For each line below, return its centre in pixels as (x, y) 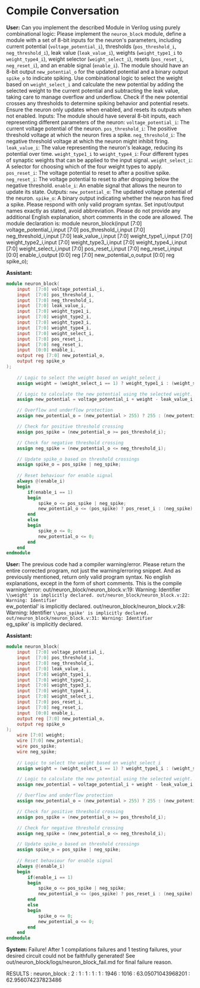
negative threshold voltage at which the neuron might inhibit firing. (88, 141)
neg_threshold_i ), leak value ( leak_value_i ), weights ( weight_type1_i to (94, 52)
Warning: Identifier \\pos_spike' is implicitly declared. (78, 613)
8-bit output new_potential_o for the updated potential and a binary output (97, 71)
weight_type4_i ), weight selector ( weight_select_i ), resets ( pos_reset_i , (95, 59)
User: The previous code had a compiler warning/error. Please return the (96, 564)
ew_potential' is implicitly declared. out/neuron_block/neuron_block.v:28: (96, 606)
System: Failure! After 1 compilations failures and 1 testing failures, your (94, 949)
